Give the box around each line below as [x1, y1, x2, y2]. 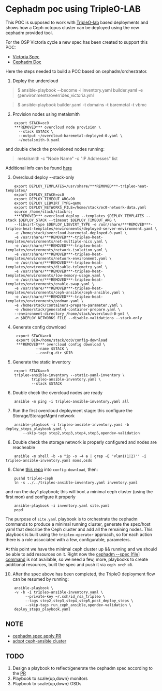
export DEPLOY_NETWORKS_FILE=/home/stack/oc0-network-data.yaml [14, 205, 147, 210]
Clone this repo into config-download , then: [12, 466, 98, 472]
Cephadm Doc [12, 59, 42, 65]
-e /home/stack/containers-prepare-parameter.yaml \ [14, 303, 123, 308]
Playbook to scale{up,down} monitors [12, 675, 88, 681]
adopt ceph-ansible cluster [12, 638, 67, 644]
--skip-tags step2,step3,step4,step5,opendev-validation [23, 431, 140, 435]
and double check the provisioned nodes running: [5, 146, 105, 152]
